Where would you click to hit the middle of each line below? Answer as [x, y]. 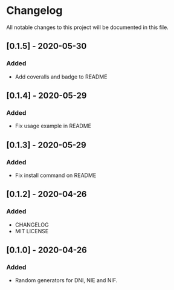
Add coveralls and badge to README [61, 77]
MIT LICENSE [32, 231]
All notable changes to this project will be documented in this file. [88, 27]
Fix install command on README [56, 175]
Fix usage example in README [53, 126]
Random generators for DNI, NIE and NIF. [66, 280]
